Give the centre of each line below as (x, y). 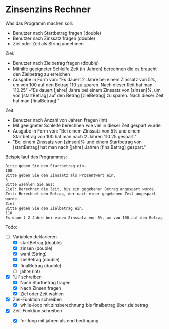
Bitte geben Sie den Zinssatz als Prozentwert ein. (60, 175)
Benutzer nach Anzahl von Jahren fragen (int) (60, 120)
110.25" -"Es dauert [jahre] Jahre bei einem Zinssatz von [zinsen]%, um (87, 90)
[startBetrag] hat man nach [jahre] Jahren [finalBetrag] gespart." (79, 147)
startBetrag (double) (41, 242)
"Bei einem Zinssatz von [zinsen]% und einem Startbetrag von (77, 142)
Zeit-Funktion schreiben (37, 311)
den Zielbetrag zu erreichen (41, 74)
